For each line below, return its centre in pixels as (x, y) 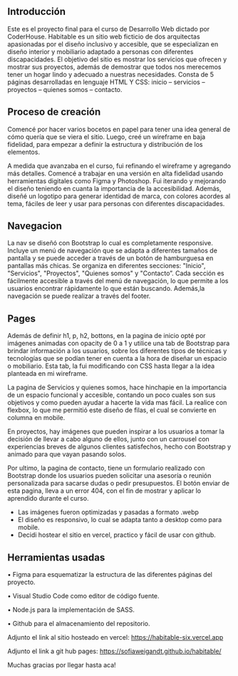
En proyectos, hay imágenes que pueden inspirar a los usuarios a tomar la (116, 431)
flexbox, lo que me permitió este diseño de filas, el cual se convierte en (112, 410)
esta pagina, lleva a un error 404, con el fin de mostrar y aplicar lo (104, 491)
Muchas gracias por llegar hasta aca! (62, 665)
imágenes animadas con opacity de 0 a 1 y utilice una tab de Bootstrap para (119, 343)
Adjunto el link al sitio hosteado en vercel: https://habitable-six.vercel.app (115, 637)
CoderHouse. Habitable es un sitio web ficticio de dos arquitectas (104, 36)
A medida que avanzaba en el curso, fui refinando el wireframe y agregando (119, 165)
